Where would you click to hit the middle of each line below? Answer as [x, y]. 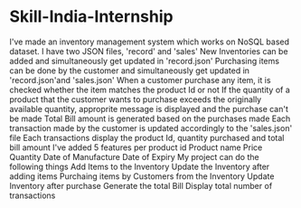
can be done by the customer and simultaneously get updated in [130, 71]
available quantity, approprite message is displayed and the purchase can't [149, 109]
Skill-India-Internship [91, 17]
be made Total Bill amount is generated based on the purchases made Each [150, 118]
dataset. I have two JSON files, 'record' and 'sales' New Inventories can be [149, 51]
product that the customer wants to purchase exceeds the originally [136, 99]
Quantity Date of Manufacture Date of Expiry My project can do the [134, 156]
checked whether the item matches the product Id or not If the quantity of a [150, 90]
